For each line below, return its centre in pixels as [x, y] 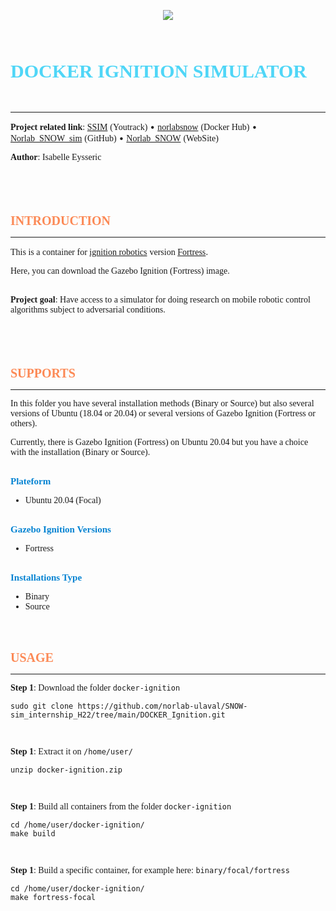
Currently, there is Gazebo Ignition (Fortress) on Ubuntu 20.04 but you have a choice [159, 442]
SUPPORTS [43, 373]
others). [24, 423]
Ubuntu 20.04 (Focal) [63, 500]
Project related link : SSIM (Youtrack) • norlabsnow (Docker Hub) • [134, 126]
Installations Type [46, 577]
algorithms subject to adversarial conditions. [88, 310]
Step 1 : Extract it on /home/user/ [71, 751]
